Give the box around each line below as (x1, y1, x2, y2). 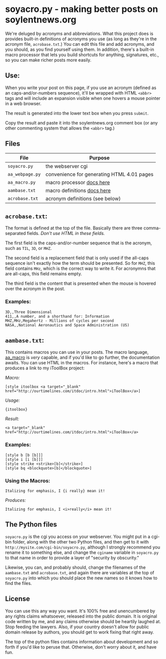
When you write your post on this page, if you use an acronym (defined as (5, 85, 157, 91)
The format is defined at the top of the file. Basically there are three (5, 225, 143, 231)
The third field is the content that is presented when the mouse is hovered (5, 280, 156, 287)
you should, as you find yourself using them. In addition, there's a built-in (5, 46, 155, 52)
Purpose (89, 154, 110, 161)
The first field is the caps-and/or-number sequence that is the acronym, (5, 240, 152, 246)
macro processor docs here (45, 179, 110, 186)
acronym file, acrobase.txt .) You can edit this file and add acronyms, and (5, 41, 155, 47)
